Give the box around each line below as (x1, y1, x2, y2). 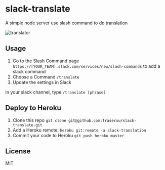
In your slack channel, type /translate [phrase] (5, 89, 106, 95)
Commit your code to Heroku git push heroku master (12, 132, 125, 138)
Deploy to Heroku (5, 104, 62, 112)
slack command (12, 68, 46, 74)
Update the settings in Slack (12, 79, 72, 85)
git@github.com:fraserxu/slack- (68, 118, 137, 123)
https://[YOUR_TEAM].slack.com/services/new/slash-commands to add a (12, 63, 160, 69)
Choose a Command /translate (12, 74, 79, 80)
